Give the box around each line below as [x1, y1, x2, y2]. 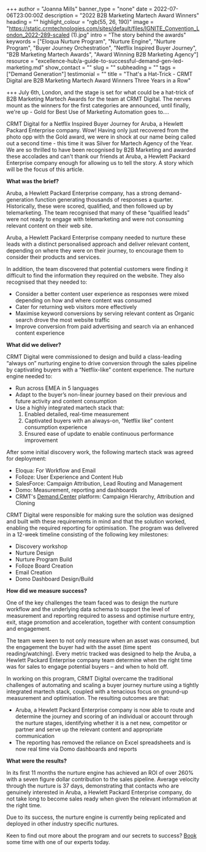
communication [15, 732, 55, 739]
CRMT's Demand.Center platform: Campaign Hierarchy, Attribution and [15, 493, 195, 500]
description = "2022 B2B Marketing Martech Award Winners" [44, 12, 199, 19]
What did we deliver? [6, 341, 61, 348]
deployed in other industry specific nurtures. [6, 820, 119, 827]
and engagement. [6, 625, 51, 632]
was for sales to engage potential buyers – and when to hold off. [6, 663, 169, 670]
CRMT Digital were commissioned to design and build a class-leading [6, 353, 182, 360]
